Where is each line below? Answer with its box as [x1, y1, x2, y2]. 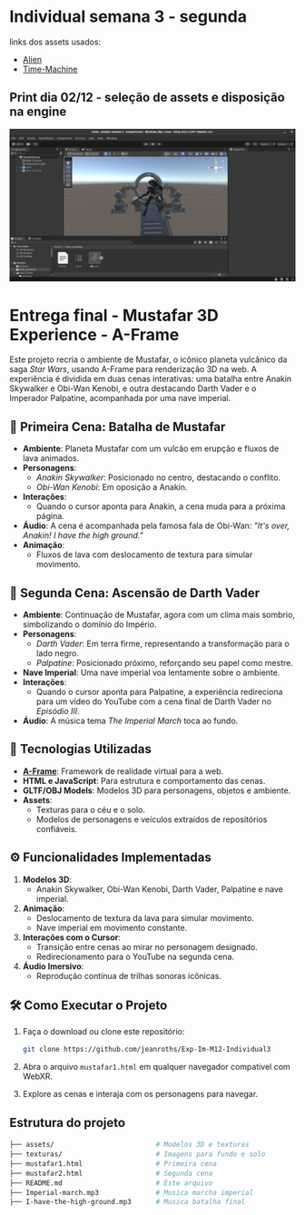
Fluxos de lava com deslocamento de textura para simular [35, 549, 253, 560]
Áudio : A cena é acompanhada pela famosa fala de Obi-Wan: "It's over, [22, 520, 290, 532]
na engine [9, 104, 67, 120]
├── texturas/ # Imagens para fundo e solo [9, 1150, 266, 1159]
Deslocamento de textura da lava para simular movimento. [35, 912, 254, 923]
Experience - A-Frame [9, 324, 180, 345]
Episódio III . [35, 706, 80, 717]
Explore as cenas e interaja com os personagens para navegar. [22, 1089, 259, 1100]
